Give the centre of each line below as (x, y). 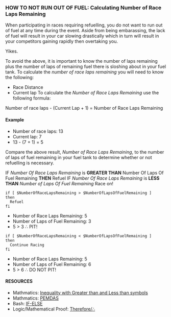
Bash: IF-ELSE (28, 303)
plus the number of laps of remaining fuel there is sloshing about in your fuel (86, 67)
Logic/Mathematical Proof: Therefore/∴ (54, 309)
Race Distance (28, 87)
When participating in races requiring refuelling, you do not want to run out (84, 25)
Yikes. (12, 51)
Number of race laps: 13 (38, 131)
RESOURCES (19, 281)
